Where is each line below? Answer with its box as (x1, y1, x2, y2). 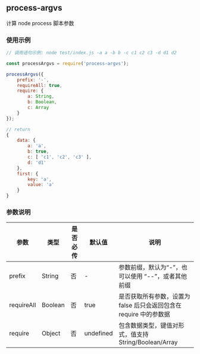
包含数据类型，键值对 (118, 321, 179, 330)
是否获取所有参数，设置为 (118, 293, 190, 301)
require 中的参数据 (118, 310, 170, 319)
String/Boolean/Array (118, 338, 178, 346)
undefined (84, 329, 113, 337)
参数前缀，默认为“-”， (118, 263, 182, 272)
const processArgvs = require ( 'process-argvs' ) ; (6, 60, 129, 66)
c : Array (27, 105, 49, 111)
